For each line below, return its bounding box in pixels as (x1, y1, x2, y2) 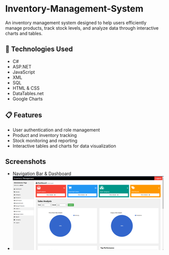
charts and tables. (5, 30, 43, 36)
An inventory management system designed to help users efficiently (5, 20, 147, 26)
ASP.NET (12, 63, 32, 69)
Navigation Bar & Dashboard (12, 171, 71, 177)
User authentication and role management (12, 127, 100, 133)
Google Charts (12, 96, 43, 102)
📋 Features (5, 111, 42, 120)
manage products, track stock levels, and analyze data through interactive (5, 25, 159, 31)
